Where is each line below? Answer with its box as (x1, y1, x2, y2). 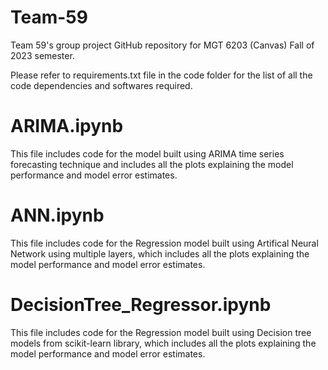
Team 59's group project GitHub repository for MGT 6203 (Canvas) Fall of (10, 39, 315, 51)
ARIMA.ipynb (10, 115, 124, 138)
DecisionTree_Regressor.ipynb (10, 294, 272, 316)
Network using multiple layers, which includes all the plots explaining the (10, 247, 310, 260)
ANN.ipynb (10, 204, 105, 227)
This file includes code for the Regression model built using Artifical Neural (10, 237, 319, 249)
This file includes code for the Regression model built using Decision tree (10, 326, 312, 338)
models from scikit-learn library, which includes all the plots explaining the (10, 337, 317, 349)
